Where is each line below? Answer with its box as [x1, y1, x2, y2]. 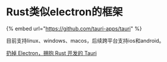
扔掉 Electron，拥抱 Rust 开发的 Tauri [6, 49, 97, 56]
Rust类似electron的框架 [6, 5, 123, 19]
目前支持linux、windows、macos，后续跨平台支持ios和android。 [6, 37, 165, 44]
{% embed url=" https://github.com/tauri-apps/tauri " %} [6, 25, 142, 32]
